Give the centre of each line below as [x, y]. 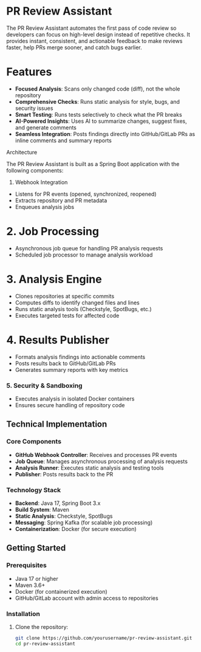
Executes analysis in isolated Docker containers [75, 399]
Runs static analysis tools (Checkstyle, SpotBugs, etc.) [83, 309]
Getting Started [36, 548]
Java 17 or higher [37, 578]
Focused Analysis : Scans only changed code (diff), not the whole [97, 89]
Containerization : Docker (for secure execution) [76, 529]
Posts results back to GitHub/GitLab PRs [66, 363]
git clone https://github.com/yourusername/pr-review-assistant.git [104, 638]
